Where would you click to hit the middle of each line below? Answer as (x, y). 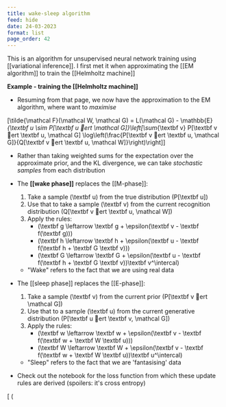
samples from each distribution (61, 170)
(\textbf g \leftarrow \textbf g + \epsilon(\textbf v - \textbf (118, 226)
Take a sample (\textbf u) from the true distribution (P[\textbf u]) (118, 197)
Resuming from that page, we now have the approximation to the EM (114, 100)
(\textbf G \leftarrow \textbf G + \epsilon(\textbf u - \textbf (119, 256)
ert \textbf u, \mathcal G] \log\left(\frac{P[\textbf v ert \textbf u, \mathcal (115, 135)
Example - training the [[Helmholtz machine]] (73, 87)
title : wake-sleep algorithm (49, 13)
